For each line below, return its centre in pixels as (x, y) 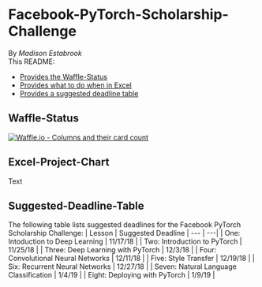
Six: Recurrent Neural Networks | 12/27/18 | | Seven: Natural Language (122, 266)
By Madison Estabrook (45, 53)
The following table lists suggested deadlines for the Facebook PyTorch (125, 225)
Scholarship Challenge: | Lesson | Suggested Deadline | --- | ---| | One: (124, 233)
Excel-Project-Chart (59, 162)
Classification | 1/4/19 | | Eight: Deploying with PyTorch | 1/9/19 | (112, 275)
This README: (32, 61)
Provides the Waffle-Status (64, 76)
